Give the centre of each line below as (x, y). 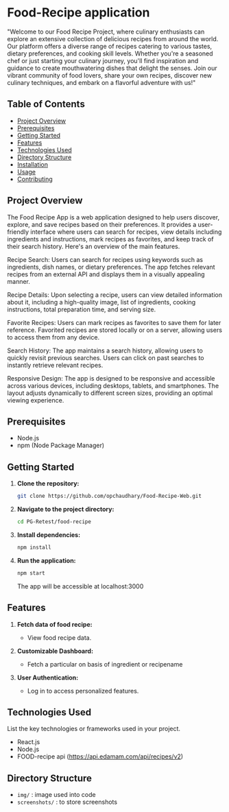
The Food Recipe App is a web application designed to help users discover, (113, 217)
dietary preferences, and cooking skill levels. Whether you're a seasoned (110, 53)
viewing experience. (36, 400)
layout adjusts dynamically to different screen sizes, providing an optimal (110, 393)
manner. (19, 281)
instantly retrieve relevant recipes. (55, 365)
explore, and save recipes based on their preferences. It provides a (102, 224)
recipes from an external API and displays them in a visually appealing (106, 274)
